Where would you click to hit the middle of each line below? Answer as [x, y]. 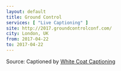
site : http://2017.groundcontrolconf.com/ [59, 28]
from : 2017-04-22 [27, 39]
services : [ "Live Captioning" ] [47, 22]
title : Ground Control [34, 17]
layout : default [26, 12]
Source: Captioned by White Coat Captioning [61, 61]
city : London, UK [27, 34]
